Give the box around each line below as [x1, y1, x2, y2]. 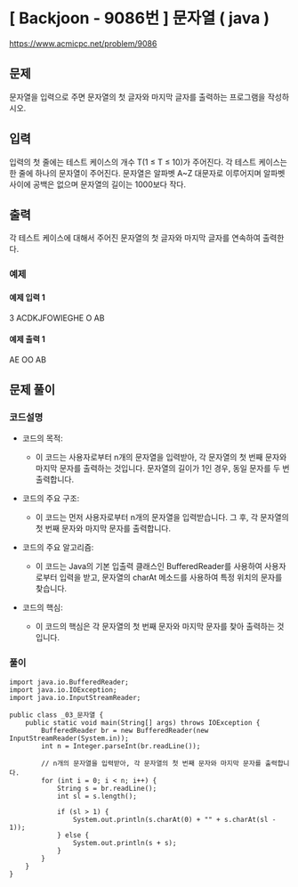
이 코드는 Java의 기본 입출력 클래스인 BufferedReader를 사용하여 [35, 561, 262, 572]
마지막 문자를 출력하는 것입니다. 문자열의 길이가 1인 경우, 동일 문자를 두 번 [35, 463, 290, 474]
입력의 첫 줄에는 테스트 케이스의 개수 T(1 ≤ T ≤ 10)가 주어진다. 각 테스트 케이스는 [9, 157, 287, 167]
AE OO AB [9, 354, 47, 365]
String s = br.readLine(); [56, 784, 157, 793]
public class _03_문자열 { [9, 710, 104, 720]
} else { [56, 830, 90, 840]
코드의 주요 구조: [21, 493, 80, 504]
